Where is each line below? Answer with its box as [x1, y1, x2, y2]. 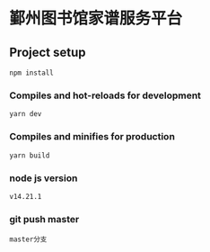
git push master [9, 212, 80, 225]
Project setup [9, 44, 87, 59]
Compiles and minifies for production [9, 130, 175, 143]
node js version [9, 172, 78, 184]
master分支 [9, 235, 48, 244]
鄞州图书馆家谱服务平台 [9, 8, 183, 29]
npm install [9, 68, 54, 77]
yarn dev [9, 110, 42, 119]
